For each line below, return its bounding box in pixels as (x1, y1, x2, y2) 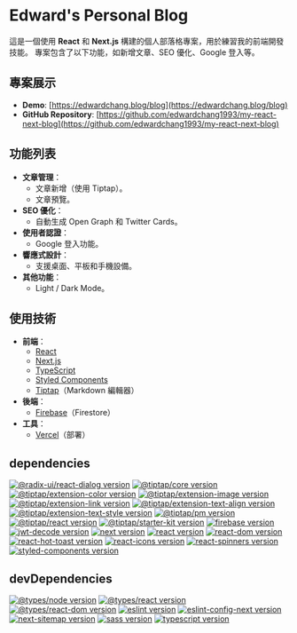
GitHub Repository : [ (21, 108, 99, 120)
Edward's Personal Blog (9, 5, 189, 26)
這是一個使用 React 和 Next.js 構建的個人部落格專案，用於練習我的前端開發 (9, 36, 285, 46)
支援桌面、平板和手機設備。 (35, 260, 137, 271)
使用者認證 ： (21, 227, 69, 238)
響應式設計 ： (21, 249, 69, 260)
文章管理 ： (21, 171, 62, 182)
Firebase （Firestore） (35, 407, 115, 418)
